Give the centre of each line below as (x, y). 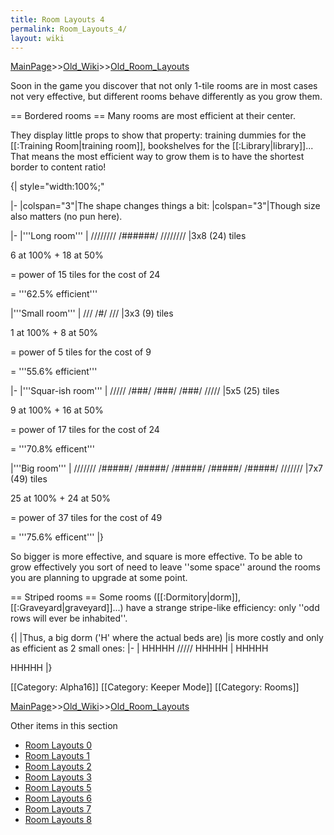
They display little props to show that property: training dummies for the (158, 135)
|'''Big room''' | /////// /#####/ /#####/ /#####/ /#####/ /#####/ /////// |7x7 (166, 468)
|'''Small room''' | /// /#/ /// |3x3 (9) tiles (92, 313)
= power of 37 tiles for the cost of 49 (86, 518)
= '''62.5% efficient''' (54, 294)
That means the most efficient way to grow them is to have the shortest (157, 157)
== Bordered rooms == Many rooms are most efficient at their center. (153, 116)
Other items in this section (64, 726)
